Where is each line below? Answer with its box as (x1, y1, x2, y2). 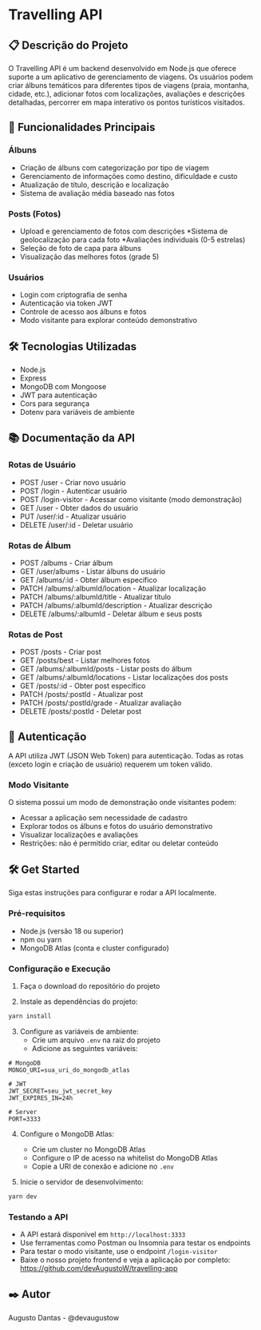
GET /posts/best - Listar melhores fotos (19, 655, 150, 665)
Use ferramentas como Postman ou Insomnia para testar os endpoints (19, 1237, 251, 1248)
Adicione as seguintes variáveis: (31, 1043, 138, 1053)
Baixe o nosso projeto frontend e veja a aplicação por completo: (19, 1255, 231, 1264)
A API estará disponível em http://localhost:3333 (19, 1229, 186, 1239)
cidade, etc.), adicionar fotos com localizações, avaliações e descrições (8, 90, 245, 98)
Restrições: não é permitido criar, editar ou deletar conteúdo (19, 838, 219, 848)
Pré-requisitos (8, 908, 65, 919)
